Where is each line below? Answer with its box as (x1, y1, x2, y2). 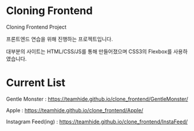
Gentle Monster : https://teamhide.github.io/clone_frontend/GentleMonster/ (6, 95, 188, 102)
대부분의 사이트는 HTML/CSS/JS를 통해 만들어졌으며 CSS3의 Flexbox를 (6, 48, 172, 55)
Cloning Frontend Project (6, 23, 66, 30)
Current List (6, 76, 66, 89)
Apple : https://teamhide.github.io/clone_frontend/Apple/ (6, 106, 143, 113)
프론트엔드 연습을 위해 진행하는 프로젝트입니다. (6, 35, 113, 42)
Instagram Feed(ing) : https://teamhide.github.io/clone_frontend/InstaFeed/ (6, 118, 188, 125)
